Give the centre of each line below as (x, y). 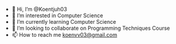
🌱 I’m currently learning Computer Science (64, 22)
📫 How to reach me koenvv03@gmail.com (65, 35)
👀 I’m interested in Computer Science (57, 15)
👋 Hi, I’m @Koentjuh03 (39, 9)
